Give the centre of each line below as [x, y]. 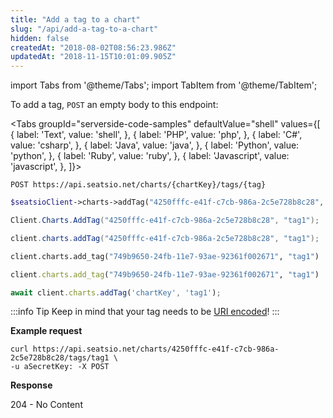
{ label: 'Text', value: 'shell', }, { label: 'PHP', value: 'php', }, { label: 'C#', [156, 135]
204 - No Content [46, 405]
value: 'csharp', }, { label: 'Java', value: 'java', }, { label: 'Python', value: [155, 145]
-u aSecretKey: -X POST [60, 367]
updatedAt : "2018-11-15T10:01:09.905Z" [93, 57]
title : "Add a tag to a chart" [75, 19]
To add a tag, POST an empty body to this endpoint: [114, 105]
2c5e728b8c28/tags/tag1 [60, 358]
